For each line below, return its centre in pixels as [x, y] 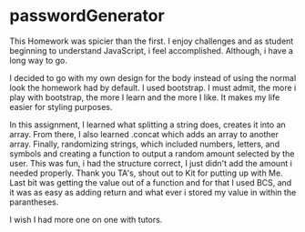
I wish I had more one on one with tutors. [86, 219]
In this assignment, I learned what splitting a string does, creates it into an [148, 125]
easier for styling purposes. [61, 106]
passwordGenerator [87, 16]
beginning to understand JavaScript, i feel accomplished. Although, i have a [152, 50]
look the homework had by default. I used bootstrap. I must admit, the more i [153, 87]
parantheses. [34, 202]
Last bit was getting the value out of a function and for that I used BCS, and [151, 182]
